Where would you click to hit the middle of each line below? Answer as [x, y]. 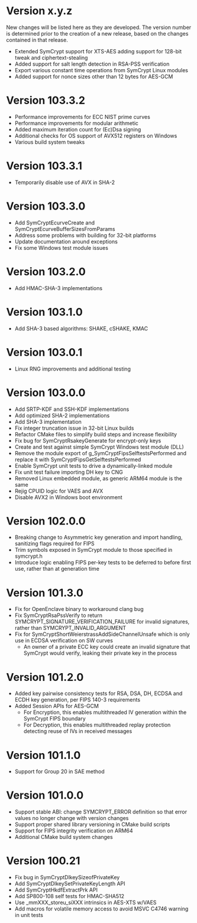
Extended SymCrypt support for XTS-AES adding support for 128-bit [98, 51]
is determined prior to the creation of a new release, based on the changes [97, 33]
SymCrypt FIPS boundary [54, 719]
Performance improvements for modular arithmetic [77, 123]
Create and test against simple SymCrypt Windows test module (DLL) [99, 447]
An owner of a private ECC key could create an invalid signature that [107, 647]
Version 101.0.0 [45, 795]
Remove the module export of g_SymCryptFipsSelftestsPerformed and [101, 453]
